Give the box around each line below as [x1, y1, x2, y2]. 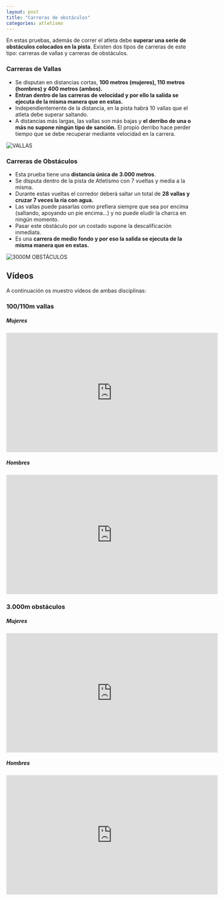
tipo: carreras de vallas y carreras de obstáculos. [6, 50, 129, 57]
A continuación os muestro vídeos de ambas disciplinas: [6, 287, 147, 294]
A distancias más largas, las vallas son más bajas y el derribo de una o [14, 117, 191, 124]
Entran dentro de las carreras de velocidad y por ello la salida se [14, 92, 179, 99]
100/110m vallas [6, 302, 54, 310]
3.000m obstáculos [6, 602, 65, 611]
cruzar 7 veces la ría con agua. [14, 196, 94, 204]
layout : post [6, 8, 39, 15]
